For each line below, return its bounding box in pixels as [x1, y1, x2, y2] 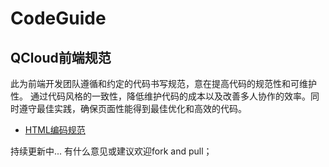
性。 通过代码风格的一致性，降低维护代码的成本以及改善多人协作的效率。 [10, 90, 311, 102]
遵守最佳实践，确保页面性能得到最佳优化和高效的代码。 [18, 103, 247, 114]
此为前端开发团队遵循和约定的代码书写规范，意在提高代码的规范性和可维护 [10, 78, 317, 89]
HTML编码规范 [24, 124, 86, 136]
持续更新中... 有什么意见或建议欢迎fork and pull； [10, 145, 213, 157]
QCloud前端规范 [10, 49, 112, 66]
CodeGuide [10, 7, 107, 30]
